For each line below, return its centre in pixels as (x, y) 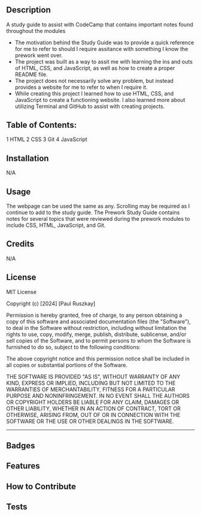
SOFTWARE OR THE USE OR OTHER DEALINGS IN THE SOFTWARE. (90, 421)
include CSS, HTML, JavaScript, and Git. (56, 225)
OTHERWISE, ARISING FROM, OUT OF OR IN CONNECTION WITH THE (93, 415)
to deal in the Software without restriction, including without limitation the (96, 328)
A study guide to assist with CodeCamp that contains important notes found (100, 24)
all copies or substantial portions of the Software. (67, 365)
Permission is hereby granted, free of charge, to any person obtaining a (94, 315)
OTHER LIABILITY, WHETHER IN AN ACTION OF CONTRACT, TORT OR (93, 408)
